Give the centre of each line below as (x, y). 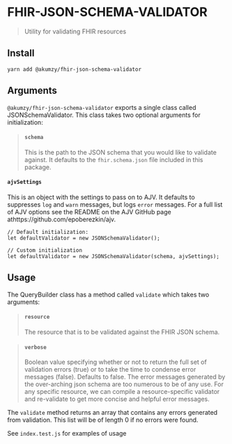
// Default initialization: (48, 232)
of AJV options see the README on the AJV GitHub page (90, 212)
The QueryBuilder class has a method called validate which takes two (108, 294)
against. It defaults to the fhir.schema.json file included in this (114, 159)
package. (38, 167)
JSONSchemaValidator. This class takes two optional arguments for (104, 115)
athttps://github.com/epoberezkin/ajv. (62, 219)
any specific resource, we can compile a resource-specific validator (122, 392)
